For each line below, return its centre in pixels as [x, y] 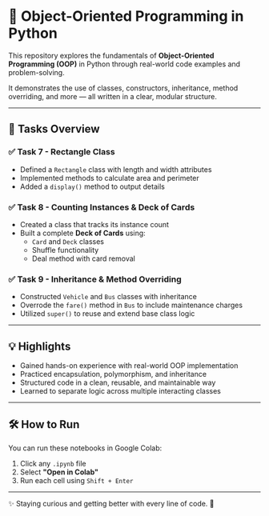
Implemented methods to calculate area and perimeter [110, 178]
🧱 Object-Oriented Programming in [126, 16]
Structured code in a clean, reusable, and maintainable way [118, 382]
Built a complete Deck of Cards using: [82, 233]
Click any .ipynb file [53, 463]
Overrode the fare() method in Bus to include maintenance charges [131, 305]
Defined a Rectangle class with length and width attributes [116, 169]
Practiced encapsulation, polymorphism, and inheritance [113, 374]
